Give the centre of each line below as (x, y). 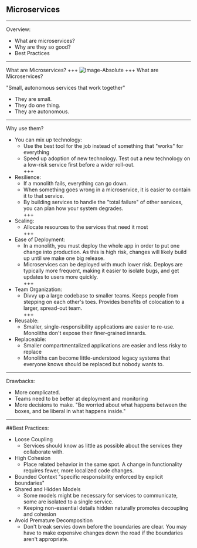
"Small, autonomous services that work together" (66, 87)
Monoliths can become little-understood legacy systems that (97, 358)
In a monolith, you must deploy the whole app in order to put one (101, 245)
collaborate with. (44, 452)
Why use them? (25, 128)
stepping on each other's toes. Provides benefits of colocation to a (104, 302)
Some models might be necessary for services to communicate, (101, 495)
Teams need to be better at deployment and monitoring (81, 398)
